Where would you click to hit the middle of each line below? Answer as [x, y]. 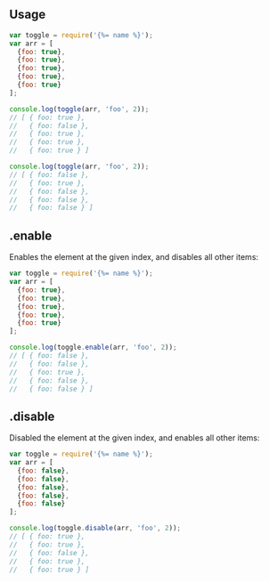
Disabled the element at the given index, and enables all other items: [134, 438]
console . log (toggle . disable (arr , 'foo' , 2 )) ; [95, 529]
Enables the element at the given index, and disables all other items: [134, 257]
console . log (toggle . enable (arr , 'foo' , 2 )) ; [93, 348]
